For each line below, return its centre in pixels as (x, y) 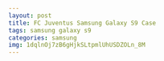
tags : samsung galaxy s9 (50, 30)
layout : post (30, 15)
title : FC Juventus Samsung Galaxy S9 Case (82, 23)
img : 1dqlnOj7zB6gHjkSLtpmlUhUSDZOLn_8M (77, 45)
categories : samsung (43, 38)
